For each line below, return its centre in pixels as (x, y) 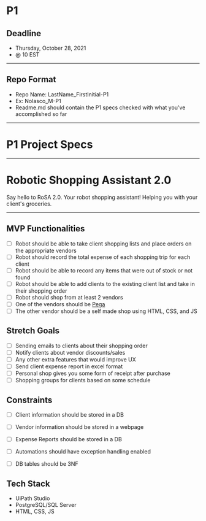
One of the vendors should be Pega (60, 304)
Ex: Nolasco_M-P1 (38, 101)
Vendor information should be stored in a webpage (79, 427)
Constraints (29, 400)
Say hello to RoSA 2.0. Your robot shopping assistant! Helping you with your (102, 197)
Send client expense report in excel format (69, 366)
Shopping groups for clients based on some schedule (83, 380)
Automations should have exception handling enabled (83, 452)
